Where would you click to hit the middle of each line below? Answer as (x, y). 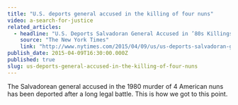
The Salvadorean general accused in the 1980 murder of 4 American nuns (115, 86)
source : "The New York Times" (65, 40)
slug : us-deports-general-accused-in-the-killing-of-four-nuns (103, 66)
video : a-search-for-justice (50, 20)
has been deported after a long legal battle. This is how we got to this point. (118, 94)
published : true (31, 60)
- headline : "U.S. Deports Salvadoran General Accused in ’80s (109, 33)
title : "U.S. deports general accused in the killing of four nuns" (110, 14)
